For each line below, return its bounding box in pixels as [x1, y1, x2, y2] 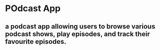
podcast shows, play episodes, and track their [5, 30, 150, 38]
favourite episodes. [5, 37, 67, 46]
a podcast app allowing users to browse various [5, 22, 156, 31]
